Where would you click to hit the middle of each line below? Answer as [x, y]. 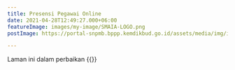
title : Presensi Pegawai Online [54, 14]
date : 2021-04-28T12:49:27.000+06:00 [62, 20]
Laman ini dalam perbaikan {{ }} [52, 59]
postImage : [23, 33]
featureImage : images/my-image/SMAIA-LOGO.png [76, 27]
